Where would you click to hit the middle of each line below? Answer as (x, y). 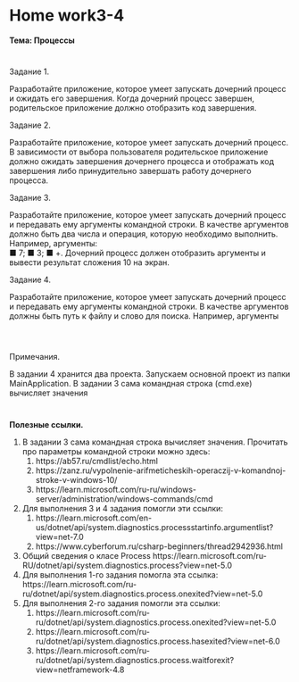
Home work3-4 (67, 16)
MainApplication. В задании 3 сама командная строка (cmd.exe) (131, 384)
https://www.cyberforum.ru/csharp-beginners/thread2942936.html (159, 546)
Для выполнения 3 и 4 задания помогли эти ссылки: (122, 508)
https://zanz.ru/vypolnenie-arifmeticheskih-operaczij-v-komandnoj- (161, 470)
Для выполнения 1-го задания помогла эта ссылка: (120, 574)
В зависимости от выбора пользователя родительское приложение (139, 152)
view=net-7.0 (60, 536)
